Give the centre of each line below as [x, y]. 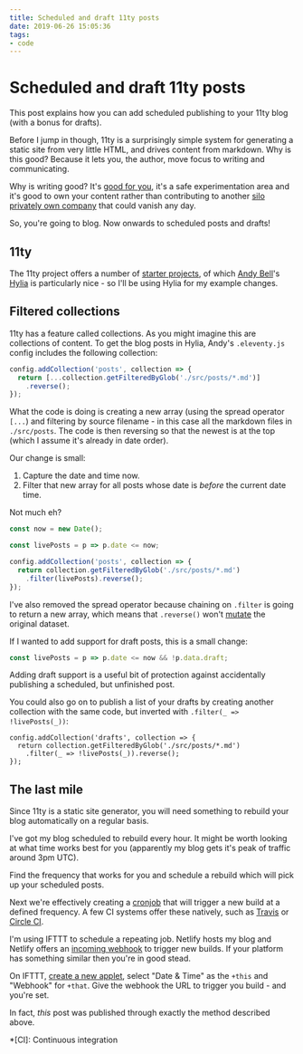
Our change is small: [47, 458]
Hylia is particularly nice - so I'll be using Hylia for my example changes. [144, 283]
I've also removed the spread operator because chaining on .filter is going [151, 604]
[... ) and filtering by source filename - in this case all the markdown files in [151, 421]
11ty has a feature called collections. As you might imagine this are [133, 333]
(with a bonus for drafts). [56, 122]
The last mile [46, 789]
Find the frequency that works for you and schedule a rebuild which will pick [152, 876]
